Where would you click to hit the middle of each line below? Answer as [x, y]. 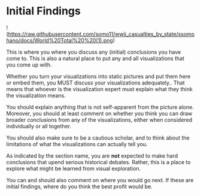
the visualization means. [36, 95]
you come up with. [29, 65]
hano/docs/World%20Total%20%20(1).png [60, 40]
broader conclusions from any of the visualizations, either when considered [99, 120]
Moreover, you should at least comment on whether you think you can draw [99, 113]
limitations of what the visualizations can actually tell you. [77, 144]
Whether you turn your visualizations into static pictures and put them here [98, 76]
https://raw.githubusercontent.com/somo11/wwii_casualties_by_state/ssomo [101, 34]
